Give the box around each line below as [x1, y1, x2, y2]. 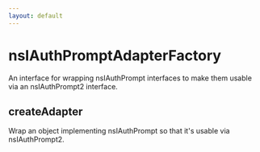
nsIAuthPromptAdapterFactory [8, 46, 222, 64]
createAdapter [8, 105, 83, 118]
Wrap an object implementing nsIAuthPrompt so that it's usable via [8, 126, 230, 136]
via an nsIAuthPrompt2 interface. [8, 81, 119, 91]
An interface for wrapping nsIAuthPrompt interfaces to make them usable [8, 73, 253, 83]
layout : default [8, 11, 63, 20]
